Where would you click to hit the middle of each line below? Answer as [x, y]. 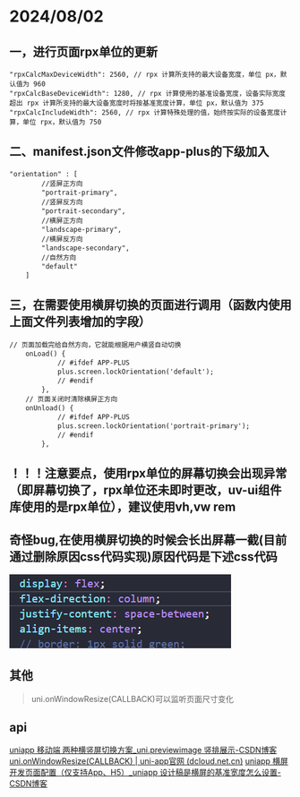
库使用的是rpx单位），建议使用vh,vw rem [123, 507]
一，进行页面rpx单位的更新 [84, 51]
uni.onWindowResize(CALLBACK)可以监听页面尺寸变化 [133, 698]
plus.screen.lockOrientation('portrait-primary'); [154, 426]
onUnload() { [50, 408]
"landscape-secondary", [86, 248]
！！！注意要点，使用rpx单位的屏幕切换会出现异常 [148, 473]
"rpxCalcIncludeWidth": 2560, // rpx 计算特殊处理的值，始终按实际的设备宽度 [145, 113]
